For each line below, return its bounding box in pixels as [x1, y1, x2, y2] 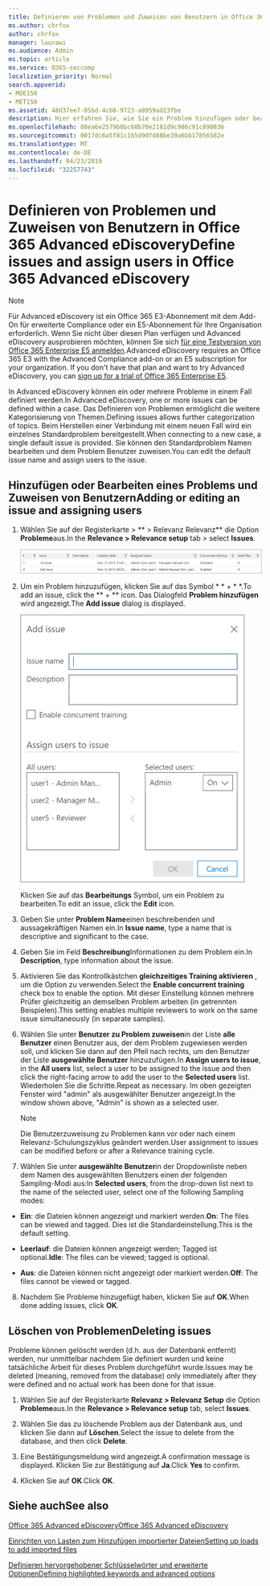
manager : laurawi [8, 39, 67, 47]
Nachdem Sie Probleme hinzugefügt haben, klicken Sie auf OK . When [19, 1292, 249, 1302]
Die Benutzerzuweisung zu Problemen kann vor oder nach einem [19, 1129, 235, 1138]
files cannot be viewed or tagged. [19, 1277, 132, 1286]
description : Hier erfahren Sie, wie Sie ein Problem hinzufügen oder [8, 115, 250, 123]
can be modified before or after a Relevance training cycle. [19, 1146, 215, 1156]
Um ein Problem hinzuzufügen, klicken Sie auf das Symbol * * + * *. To [19, 582, 252, 591]
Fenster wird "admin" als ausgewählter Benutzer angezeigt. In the [19, 1089, 235, 1099]
